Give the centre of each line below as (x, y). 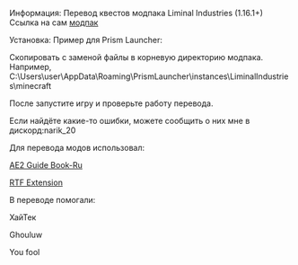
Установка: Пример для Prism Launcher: (86, 40)
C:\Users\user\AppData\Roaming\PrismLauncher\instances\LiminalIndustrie (149, 76)
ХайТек (23, 217)
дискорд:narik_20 (43, 130)
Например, (31, 67)
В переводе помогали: (53, 200)
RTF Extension (36, 182)
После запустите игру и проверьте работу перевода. (111, 103)
